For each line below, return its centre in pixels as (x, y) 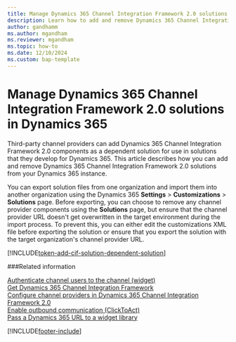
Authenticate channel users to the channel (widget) (81, 280)
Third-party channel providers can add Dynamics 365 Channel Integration (114, 143)
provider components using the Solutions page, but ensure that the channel (117, 209)
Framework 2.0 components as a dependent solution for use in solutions (112, 151)
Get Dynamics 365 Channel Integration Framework (81, 287)
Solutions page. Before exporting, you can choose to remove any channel (114, 202)
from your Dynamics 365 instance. (57, 173)
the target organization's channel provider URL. (76, 239)
